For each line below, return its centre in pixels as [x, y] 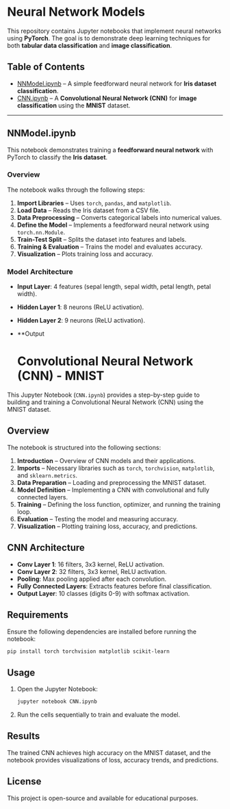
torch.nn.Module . [41, 232]
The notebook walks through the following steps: [76, 190]
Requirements [38, 615]
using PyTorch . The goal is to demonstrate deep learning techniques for [109, 38]
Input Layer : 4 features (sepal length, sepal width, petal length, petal [114, 287]
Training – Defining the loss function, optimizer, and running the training [118, 504]
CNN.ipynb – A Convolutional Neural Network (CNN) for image [107, 98]
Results [24, 736]
